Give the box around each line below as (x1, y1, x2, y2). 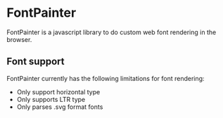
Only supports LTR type (16, 95, 86, 103)
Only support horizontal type (16, 87, 101, 96)
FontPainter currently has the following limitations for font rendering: (6, 74, 205, 82)
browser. (6, 35, 32, 43)
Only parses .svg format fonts (16, 103, 103, 111)
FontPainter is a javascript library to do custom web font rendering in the (6, 28, 217, 36)
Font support (6, 56, 65, 68)
